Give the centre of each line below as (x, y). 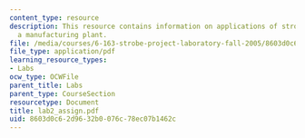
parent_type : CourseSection (63, 94)
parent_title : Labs (46, 85)
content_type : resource (54, 18)
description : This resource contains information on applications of (144, 26)
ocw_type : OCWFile (44, 77)
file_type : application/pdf (63, 52)
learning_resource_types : (58, 60)
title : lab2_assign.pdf (54, 111)
